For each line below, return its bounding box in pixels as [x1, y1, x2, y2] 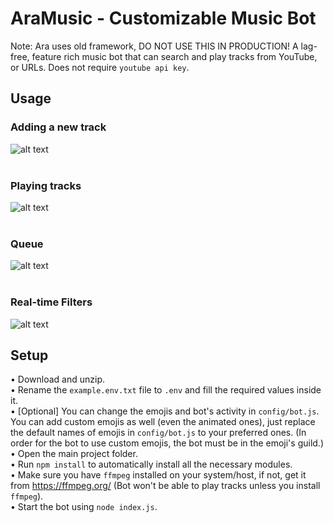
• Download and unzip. [10, 373, 105, 386]
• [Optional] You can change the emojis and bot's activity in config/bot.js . [10, 405, 320, 417]
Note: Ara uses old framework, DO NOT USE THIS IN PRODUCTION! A [10, 40, 299, 52]
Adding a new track [10, 120, 107, 134]
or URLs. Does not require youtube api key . [10, 61, 190, 73]
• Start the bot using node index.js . [10, 501, 158, 513]
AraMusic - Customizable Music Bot [10, 7, 317, 30]
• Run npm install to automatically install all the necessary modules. [10, 458, 293, 471]
